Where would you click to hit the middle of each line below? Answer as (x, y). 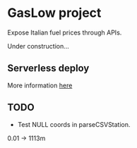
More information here (40, 85)
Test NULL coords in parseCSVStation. (74, 124)
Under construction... (38, 46)
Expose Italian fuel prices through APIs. (65, 32)
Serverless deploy (48, 68)
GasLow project (54, 13)
